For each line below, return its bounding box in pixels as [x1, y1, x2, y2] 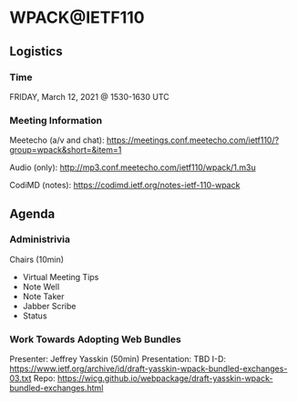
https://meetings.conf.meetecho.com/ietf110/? [106, 135, 280, 146]
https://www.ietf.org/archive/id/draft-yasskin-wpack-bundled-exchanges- [9, 363, 288, 375]
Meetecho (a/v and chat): [9, 135, 105, 146]
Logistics [9, 44, 63, 59]
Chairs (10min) [9, 254, 65, 265]
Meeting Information [9, 114, 103, 126]
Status [22, 310, 47, 321]
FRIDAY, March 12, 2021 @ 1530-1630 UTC [9, 91, 170, 102]
